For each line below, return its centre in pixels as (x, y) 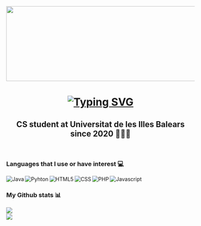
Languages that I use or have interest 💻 (65, 164)
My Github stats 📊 (34, 195)
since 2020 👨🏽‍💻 (100, 133)
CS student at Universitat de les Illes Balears (100, 124)
